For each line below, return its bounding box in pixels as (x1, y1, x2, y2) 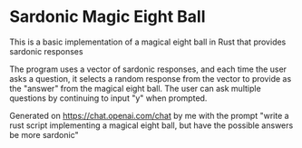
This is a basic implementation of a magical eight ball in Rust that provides (9, 36, 287, 47)
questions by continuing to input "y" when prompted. (9, 93, 208, 104)
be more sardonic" (9, 129, 79, 140)
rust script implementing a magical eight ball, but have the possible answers (9, 120, 294, 131)
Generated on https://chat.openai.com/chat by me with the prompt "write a (9, 110, 289, 121)
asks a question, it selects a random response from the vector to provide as (9, 73, 292, 84)
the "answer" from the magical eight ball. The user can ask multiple (9, 83, 261, 94)
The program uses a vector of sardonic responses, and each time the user (9, 64, 287, 74)
